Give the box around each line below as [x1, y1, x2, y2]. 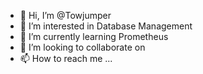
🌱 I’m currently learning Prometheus [19, 31, 169, 42]
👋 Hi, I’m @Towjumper [19, 10, 112, 21]
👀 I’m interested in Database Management [19, 20, 193, 32]
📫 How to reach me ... [19, 53, 113, 64]
